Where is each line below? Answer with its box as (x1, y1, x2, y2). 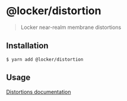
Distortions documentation (6, 88, 71, 95)
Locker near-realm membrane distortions (20, 24, 122, 31)
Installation (6, 41, 49, 51)
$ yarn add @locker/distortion (6, 56, 84, 63)
